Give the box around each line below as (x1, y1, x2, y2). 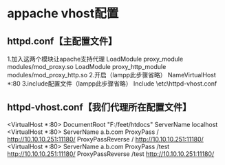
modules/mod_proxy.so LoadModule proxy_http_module (7, 63, 167, 70)
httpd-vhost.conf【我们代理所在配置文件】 (7, 101, 192, 113)
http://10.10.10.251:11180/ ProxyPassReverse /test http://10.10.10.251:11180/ (7, 149, 215, 158)
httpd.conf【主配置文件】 (7, 35, 118, 47)
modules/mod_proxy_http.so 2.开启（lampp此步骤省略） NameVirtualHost (7, 71, 217, 79)
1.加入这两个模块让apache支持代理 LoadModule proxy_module (7, 55, 184, 63)
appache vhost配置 (7, 6, 119, 21)
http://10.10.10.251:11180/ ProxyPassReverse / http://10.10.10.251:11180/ (7, 135, 204, 143)
